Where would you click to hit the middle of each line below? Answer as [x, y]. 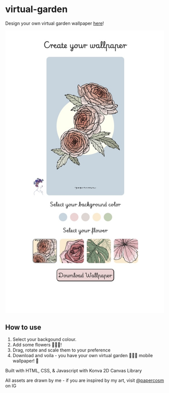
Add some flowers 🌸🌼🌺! [37, 345]
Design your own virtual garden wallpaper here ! [55, 23]
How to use [23, 328]
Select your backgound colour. [44, 339]
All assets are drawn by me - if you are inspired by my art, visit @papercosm [84, 380]
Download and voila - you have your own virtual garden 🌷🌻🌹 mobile [82, 356]
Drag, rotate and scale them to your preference [62, 350]
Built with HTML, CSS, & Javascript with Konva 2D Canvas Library [74, 371]
